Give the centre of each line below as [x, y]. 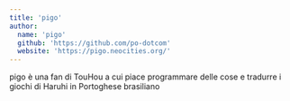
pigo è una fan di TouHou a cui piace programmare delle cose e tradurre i [145, 77]
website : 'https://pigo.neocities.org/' [94, 51]
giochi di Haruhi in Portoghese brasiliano [85, 87]
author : [24, 26]
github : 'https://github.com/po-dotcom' [94, 43]
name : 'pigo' [42, 34]
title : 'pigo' [36, 18]
